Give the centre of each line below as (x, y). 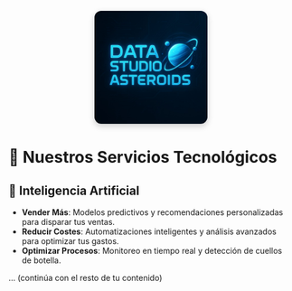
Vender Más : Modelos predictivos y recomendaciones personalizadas (152, 212)
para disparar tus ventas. (68, 222)
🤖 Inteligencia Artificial (74, 190)
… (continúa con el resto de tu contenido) (85, 278)
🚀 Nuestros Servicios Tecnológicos (143, 158)
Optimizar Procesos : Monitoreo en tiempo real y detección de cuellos (151, 251)
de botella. (41, 260)
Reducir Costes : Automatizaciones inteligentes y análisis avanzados (149, 231)
